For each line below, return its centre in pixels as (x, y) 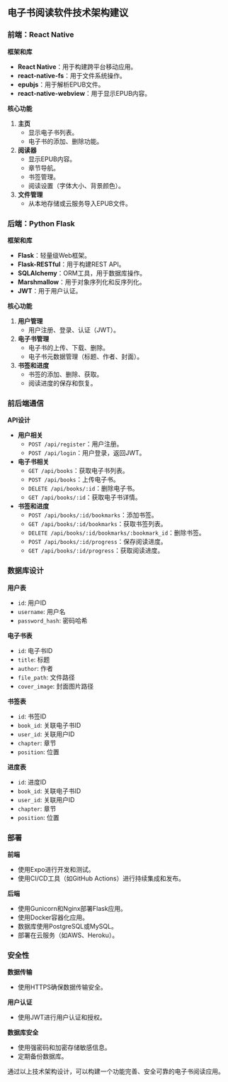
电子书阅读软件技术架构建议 (68, 13)
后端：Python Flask (41, 224)
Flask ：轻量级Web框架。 (54, 255)
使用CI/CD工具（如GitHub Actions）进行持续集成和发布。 (101, 878)
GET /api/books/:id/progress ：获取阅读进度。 (96, 551)
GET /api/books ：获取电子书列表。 (78, 471)
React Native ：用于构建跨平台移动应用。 (77, 67)
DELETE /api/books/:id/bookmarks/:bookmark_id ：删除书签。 (116, 533)
